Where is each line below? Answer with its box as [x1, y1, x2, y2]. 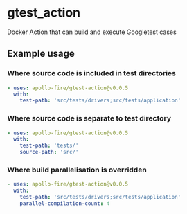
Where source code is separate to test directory [7, 114, 172, 123]
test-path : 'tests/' [19, 142, 79, 150]
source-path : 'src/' [19, 149, 79, 156]
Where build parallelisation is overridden [7, 165, 147, 175]
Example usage [7, 48, 75, 60]
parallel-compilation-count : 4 [19, 199, 110, 207]
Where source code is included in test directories [7, 69, 177, 78]
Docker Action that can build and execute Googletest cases [7, 28, 177, 36]
